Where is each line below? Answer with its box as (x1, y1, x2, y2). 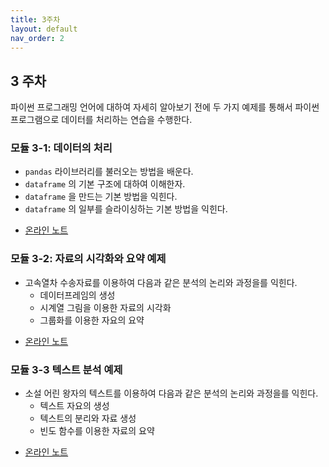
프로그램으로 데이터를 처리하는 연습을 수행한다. (10, 114, 193, 126)
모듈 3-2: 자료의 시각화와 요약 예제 (10, 252, 167, 266)
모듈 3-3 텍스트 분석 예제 (10, 362, 123, 376)
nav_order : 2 (10, 33, 65, 43)
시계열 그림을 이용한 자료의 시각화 (39, 301, 172, 313)
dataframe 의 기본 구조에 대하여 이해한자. (24, 178, 186, 190)
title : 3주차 (10, 14, 61, 25)
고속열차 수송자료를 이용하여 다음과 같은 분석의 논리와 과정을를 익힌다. (24, 276, 298, 288)
